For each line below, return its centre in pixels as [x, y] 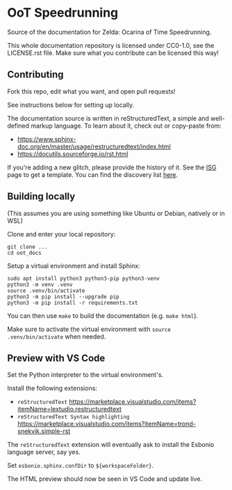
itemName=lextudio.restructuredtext [69, 409]
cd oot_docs [24, 253]
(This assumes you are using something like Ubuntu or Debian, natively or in [116, 213]
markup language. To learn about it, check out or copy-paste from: [126, 126]
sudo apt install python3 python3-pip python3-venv [83, 278]
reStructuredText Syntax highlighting [73, 417]
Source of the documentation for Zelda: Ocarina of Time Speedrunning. [109, 32]
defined [18, 126]
